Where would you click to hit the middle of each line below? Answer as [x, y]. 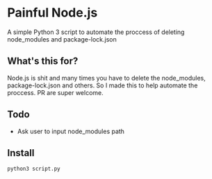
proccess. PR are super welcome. [56, 92]
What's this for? [43, 61]
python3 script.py [34, 169]
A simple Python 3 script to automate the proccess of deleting [96, 32]
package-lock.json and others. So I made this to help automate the [103, 85]
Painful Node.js [52, 13]
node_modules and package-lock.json [62, 39]
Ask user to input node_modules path [71, 131]
